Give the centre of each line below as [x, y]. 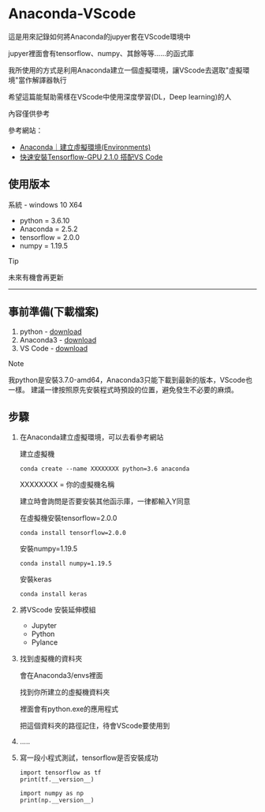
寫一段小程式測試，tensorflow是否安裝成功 [89, 758]
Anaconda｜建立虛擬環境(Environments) [85, 147]
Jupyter [44, 626]
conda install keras [53, 594]
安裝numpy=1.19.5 [49, 548]
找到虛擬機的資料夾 [51, 659]
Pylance [45, 642]
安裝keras [35, 579]
